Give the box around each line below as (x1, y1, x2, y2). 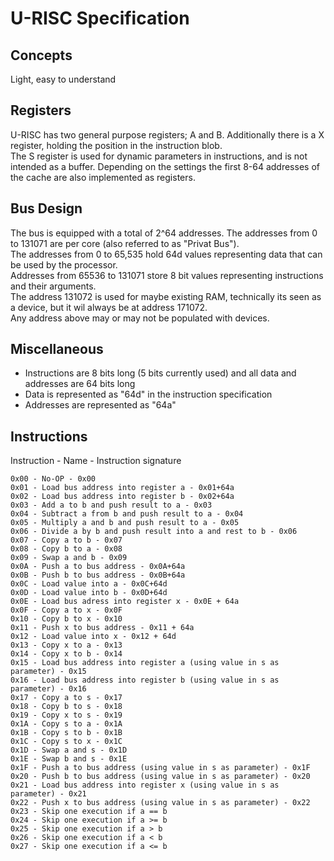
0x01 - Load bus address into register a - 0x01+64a (10, 483, 235, 493)
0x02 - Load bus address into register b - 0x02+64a (10, 492, 235, 502)
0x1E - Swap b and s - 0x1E (10, 754, 128, 764)
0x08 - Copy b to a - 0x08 (10, 544, 123, 554)
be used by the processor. (10, 258, 118, 271)
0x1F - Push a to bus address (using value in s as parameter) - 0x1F (10, 763, 311, 773)
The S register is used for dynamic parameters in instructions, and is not (10, 150, 308, 162)
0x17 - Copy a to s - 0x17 (10, 693, 123, 703)
